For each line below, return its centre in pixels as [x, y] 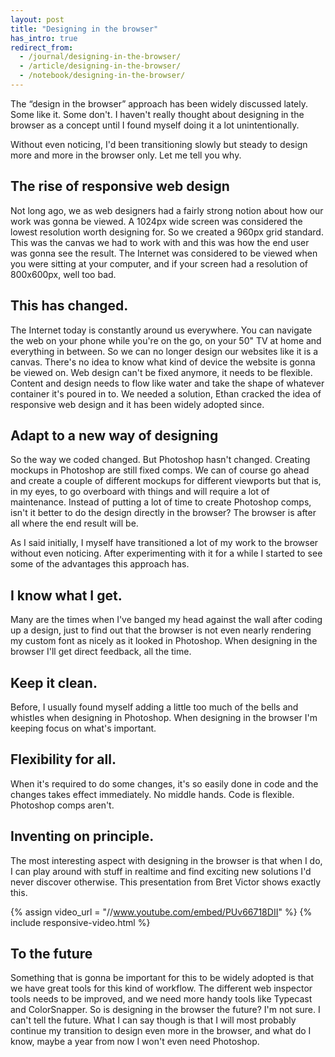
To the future [51, 953]
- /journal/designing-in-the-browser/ [100, 57]
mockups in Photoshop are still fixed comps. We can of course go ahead [160, 470]
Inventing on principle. [82, 836]
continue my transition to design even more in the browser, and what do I [161, 1031]
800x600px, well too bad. [63, 274]
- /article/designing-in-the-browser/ [100, 66]
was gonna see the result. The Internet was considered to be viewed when [164, 253]
